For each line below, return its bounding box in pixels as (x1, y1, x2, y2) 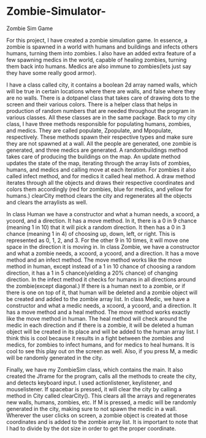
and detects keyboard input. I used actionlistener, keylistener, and (6, 379, 173, 386)
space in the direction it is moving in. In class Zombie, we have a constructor (6, 243, 200, 250)
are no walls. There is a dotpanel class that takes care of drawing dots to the (6, 94, 200, 101)
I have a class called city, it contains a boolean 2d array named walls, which (6, 81, 198, 88)
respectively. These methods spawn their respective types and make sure (6, 133, 193, 141)
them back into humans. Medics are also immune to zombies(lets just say (6, 63, 192, 70)
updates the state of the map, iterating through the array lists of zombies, (6, 159, 191, 166)
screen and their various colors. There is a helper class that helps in (6, 100, 178, 108)
